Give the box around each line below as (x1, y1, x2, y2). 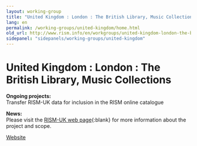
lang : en (6, 19, 28, 25)
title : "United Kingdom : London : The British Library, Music (6, 14, 164, 20)
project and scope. (6, 122, 52, 129)
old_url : (6, 30, 28, 36)
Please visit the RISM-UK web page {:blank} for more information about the (6, 116, 186, 123)
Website (6, 134, 26, 141)
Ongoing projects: (6, 92, 52, 99)
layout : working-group (6, 8, 62, 15)
